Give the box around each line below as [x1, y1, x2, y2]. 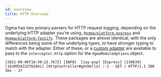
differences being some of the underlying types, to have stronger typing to [5, 40, 154, 46]
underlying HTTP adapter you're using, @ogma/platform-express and [5, 30, 140, 36]
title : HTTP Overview [5, 12, 49, 16]
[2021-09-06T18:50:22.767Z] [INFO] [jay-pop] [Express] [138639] [5, 60, 142, 64]
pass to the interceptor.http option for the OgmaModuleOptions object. [5, 50, 144, 56]
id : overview [5, 7, 31, 12]
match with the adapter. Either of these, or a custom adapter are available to [5, 45, 156, 51]
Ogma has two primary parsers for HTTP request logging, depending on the [5, 25, 156, 30]
